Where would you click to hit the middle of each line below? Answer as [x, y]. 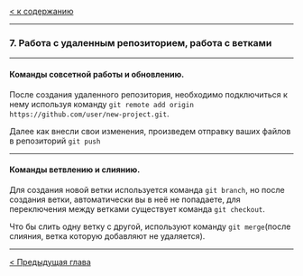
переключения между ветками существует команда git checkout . [138, 208]
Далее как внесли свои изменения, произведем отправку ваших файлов [150, 131]
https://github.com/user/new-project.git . [89, 114]
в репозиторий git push [55, 141]
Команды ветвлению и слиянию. [75, 170]
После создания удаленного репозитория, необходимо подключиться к [149, 94]
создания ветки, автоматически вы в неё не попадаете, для [125, 199]
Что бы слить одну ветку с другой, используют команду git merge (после [150, 226]
